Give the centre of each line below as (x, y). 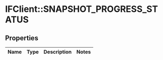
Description (58, 52)
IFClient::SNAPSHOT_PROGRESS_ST (81, 9)
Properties (22, 38)
